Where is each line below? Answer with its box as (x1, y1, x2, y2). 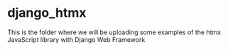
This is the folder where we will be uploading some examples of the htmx (7, 28, 222, 36)
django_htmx (7, 5, 87, 21)
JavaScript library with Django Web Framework (7, 35, 146, 43)
